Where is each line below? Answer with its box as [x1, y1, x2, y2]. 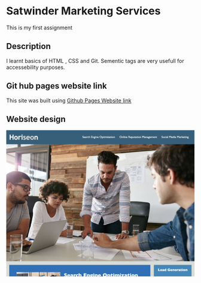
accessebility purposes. [6, 63, 65, 71]
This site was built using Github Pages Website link [6, 97, 132, 104]
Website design [6, 114, 66, 124]
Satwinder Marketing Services [6, 4, 161, 18]
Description [6, 41, 51, 51]
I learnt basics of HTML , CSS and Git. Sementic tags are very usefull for [6, 57, 184, 64]
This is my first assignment [6, 24, 73, 31]
